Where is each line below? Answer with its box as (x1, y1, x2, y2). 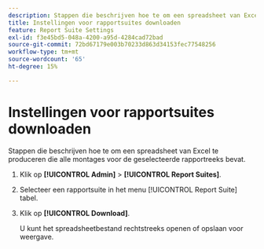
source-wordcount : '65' (8, 56, 86, 64)
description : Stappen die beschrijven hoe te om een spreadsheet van (8, 11, 241, 20)
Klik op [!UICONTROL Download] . (19, 208, 130, 218)
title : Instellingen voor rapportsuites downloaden (8, 19, 181, 27)
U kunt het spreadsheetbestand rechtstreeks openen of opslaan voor (19, 223, 244, 233)
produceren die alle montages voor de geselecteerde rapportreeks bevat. (8, 154, 246, 163)
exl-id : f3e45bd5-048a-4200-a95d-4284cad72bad (8, 33, 163, 42)
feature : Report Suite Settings (8, 26, 114, 34)
